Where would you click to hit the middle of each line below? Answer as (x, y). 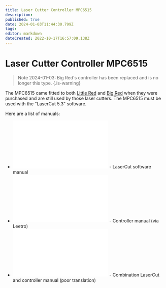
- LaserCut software (130, 166)
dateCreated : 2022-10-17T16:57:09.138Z (47, 39)
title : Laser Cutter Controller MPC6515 (49, 10)
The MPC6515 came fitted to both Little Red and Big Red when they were (81, 93)
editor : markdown (24, 34)
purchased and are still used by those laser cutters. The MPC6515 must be (83, 98)
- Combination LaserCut (134, 275)
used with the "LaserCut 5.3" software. (46, 104)
